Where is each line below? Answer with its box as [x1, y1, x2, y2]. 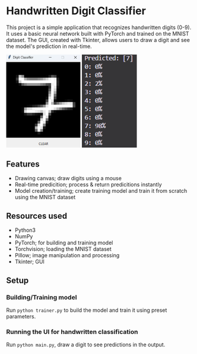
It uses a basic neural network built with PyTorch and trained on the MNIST [6, 30, 189, 37]
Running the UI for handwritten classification [6, 327, 138, 336]
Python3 [14, 227, 36, 234]
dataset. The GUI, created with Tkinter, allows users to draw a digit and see [6, 36, 190, 43]
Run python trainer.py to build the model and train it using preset [6, 307, 167, 314]
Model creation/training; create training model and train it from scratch [14, 187, 188, 194]
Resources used [6, 211, 67, 221]
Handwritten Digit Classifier [6, 4, 147, 18]
